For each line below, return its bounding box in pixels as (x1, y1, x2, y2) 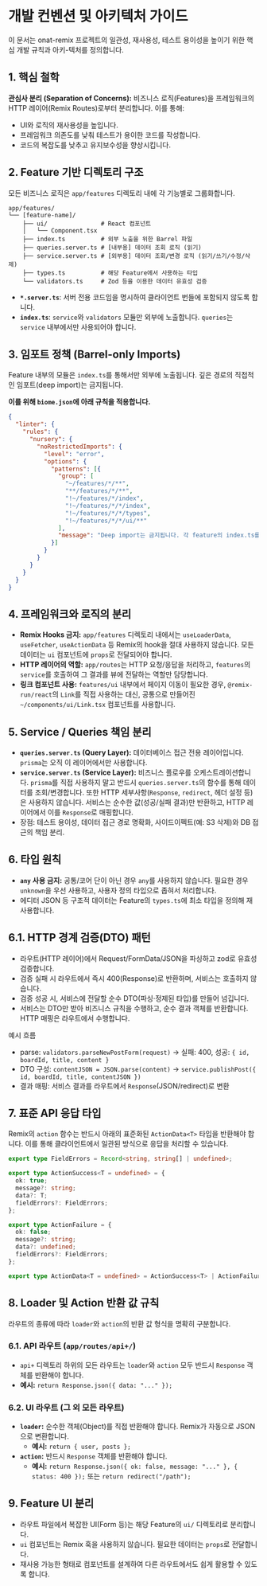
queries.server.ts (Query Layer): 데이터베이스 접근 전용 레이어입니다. (19, 748, 244, 757)
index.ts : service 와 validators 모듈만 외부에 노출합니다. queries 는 (19, 312, 234, 322)
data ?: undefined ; (15, 1243, 77, 1251)
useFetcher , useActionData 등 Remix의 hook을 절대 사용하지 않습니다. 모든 (19, 640, 254, 650)
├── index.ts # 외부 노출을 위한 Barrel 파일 (22, 235, 193, 243)
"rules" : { (22, 428, 59, 436)
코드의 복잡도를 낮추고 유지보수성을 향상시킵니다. (19, 140, 171, 150)
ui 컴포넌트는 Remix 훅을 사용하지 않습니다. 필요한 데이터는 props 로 (19, 1539, 230, 1549)
